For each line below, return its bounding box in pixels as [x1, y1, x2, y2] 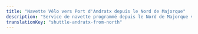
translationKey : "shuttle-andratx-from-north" [6, 19, 123, 25]
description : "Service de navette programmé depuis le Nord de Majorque [6, 14, 189, 20]
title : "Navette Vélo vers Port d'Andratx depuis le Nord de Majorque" [6, 8, 186, 14]
